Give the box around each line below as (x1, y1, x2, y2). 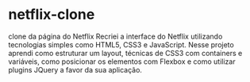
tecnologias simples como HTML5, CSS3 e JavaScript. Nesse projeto (8, 39, 234, 49)
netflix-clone (8, 6, 95, 24)
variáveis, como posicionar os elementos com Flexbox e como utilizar (8, 57, 236, 66)
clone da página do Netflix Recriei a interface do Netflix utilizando (8, 32, 223, 41)
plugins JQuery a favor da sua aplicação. (8, 65, 143, 74)
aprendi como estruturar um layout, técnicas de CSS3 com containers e (8, 48, 243, 58)
